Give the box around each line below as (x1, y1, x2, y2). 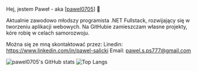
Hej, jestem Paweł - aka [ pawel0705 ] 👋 (6, 6, 100, 12)
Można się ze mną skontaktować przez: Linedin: (6, 41, 123, 48)
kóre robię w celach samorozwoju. (6, 29, 90, 36)
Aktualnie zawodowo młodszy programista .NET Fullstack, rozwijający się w (6, 17, 190, 23)
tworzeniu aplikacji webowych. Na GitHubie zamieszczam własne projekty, (6, 23, 188, 30)
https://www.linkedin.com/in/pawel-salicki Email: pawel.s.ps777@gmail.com (6, 47, 192, 54)
